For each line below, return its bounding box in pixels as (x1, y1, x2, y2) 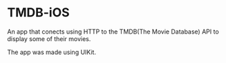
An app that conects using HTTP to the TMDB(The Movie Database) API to (7, 27, 219, 36)
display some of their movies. (7, 34, 91, 42)
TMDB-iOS (7, 5, 70, 21)
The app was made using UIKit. (7, 48, 97, 56)
